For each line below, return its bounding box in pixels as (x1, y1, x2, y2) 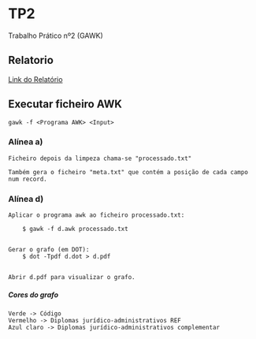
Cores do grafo (8, 289, 59, 300)
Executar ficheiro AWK (8, 98, 122, 111)
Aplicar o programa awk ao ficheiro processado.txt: (8, 211, 185, 219)
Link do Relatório (8, 74, 63, 84)
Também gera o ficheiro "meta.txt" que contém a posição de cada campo (8, 168, 248, 176)
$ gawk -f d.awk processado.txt (22, 225, 128, 233)
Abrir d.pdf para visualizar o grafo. (8, 274, 135, 281)
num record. (8, 175, 47, 183)
